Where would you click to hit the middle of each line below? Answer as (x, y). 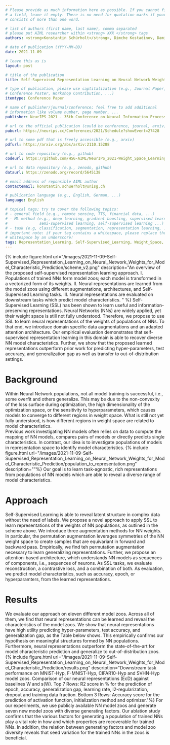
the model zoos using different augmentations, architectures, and (73, 289)
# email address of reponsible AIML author (52, 181)
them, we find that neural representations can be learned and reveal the (80, 619)
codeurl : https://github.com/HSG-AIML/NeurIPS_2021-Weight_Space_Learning (86, 158)
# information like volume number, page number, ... (62, 112)
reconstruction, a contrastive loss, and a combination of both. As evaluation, (85, 568)
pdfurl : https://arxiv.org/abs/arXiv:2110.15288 (57, 145)
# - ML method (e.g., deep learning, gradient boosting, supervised (79, 219)
